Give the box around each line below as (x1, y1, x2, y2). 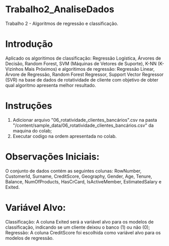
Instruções (5, 100, 53, 112)
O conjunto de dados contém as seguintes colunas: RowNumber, (5, 168, 142, 174)
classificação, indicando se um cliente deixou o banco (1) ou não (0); (5, 224, 150, 230)
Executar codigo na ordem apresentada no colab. (12, 133, 117, 139)
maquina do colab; (12, 127, 52, 133)
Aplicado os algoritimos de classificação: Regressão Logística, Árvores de (5, 55, 161, 61)
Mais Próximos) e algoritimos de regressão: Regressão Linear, (25, 66, 155, 72)
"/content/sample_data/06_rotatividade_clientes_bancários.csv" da (12, 122, 154, 128)
